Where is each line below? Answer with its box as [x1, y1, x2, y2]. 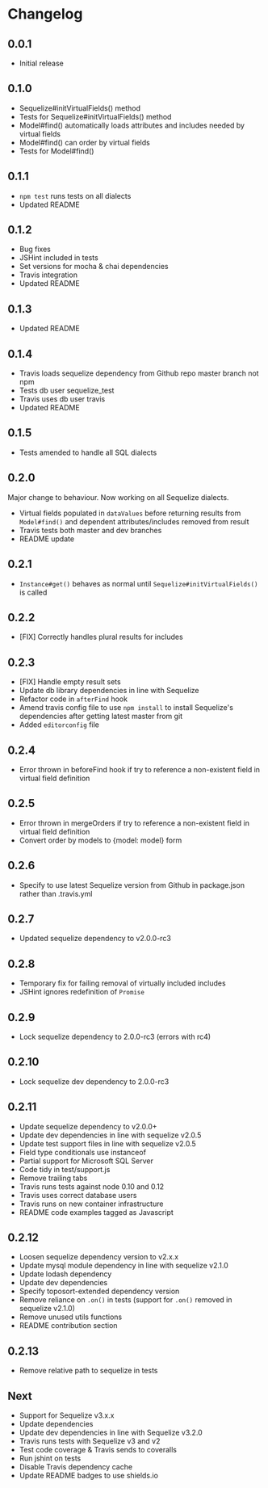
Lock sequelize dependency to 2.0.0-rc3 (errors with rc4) [19, 1032, 211, 1041]
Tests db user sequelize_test [19, 385, 115, 396]
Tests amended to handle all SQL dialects [19, 448, 157, 457]
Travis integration [19, 270, 78, 280]
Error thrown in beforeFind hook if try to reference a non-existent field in [19, 764, 260, 774]
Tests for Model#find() [19, 146, 94, 156]
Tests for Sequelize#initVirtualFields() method [19, 111, 172, 121]
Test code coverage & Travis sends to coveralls [19, 1445, 177, 1455]
